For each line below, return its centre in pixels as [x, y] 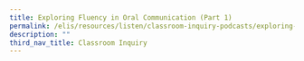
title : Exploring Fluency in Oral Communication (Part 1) [121, 17]
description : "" [40, 34]
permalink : [30, 26]
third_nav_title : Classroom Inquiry [78, 43]
